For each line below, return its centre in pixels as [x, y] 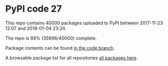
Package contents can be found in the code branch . [60, 48]
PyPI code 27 [34, 9]
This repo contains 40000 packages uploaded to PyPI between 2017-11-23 [84, 23]
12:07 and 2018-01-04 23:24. [36, 28]
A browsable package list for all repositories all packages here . [72, 58]
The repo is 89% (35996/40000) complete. [51, 38]
